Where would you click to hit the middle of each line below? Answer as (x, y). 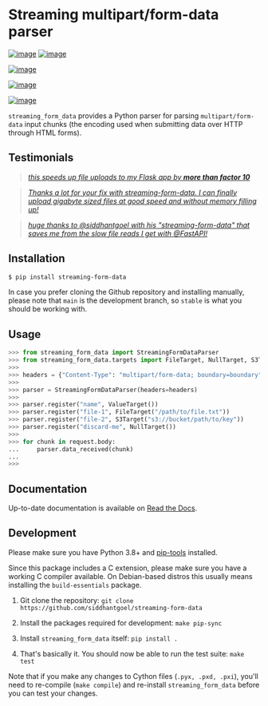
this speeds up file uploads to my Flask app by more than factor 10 (139, 176)
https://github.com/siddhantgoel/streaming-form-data (111, 608)
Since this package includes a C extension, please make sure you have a (128, 568)
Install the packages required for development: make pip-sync (121, 623)
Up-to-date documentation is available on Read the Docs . (103, 508)
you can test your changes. (53, 693)
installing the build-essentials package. (75, 585)
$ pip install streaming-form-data (67, 277)
